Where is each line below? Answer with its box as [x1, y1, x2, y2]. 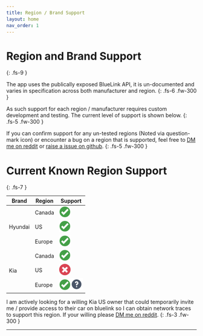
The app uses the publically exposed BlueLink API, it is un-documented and [6, 81, 195, 88]
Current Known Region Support [6, 163, 167, 177]
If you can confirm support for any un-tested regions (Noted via [6, 130, 165, 137]
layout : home [6, 16, 39, 22]
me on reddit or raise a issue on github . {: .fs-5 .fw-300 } [6, 142, 148, 150]
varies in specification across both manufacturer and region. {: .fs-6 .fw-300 [6, 87, 197, 95]
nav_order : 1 [6, 22, 39, 28]
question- [166, 130, 190, 137]
